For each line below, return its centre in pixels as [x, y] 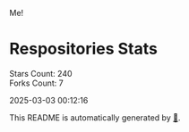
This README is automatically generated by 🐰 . [95, 117]
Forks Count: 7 [37, 83]
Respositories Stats [84, 49]
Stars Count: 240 [41, 73]
